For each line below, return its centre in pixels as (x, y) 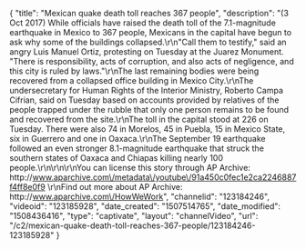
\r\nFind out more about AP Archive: (115, 187)
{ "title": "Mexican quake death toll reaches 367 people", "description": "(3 (149, 13)
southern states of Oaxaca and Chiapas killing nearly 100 (117, 158)
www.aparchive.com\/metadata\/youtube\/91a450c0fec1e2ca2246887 (164, 177)
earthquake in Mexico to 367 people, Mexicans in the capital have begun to (151, 32)
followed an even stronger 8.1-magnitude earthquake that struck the (137, 148)
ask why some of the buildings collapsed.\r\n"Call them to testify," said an (148, 42)
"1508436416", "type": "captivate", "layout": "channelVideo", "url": (134, 216)
